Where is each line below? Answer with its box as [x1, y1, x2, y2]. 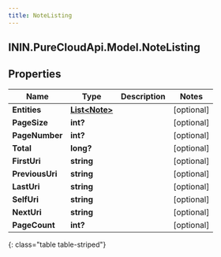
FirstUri [12, 155, 41, 166]
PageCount [12, 219, 55, 230]
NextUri [12, 207, 42, 218]
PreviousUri [12, 168, 58, 179]
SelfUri [12, 194, 39, 205]
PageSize [12, 117, 49, 128]
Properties [8, 68, 62, 81]
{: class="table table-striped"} [8, 240, 107, 249]
